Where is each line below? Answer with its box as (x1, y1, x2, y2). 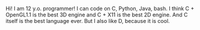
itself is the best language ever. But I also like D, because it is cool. (5, 18, 170, 24)
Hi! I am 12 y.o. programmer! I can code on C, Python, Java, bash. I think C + (5, 5, 195, 12)
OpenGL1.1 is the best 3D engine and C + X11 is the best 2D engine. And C (5, 11, 188, 18)
